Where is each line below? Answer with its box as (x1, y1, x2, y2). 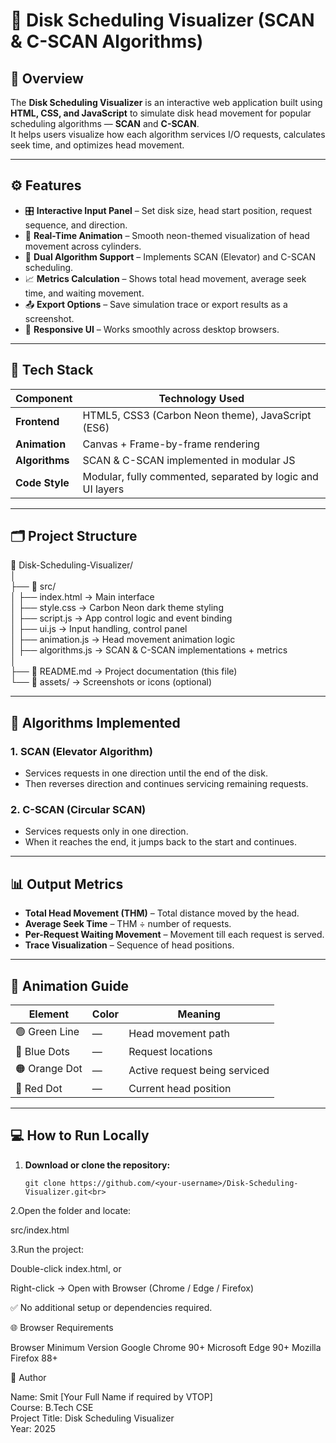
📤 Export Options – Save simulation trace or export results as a (24, 298, 288, 310)
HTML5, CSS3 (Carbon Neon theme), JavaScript (82, 408, 312, 422)
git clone (24, 1178, 67, 1188)
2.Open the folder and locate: (10, 1204, 132, 1216)
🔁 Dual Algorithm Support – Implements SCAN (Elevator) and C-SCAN (24, 250, 317, 263)
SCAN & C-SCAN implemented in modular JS (82, 453, 296, 467)
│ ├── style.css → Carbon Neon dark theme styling (10, 602, 224, 614)
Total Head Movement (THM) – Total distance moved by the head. (24, 907, 300, 919)
